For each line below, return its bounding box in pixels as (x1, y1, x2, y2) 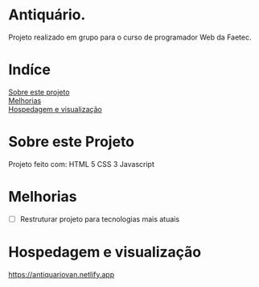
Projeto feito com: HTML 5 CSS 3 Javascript (8, 159, 154, 168)
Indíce (8, 60, 51, 79)
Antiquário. (8, 6, 86, 24)
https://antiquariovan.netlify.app (8, 269, 115, 279)
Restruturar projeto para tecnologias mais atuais (19, 214, 179, 223)
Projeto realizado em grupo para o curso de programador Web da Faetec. (8, 32, 252, 42)
